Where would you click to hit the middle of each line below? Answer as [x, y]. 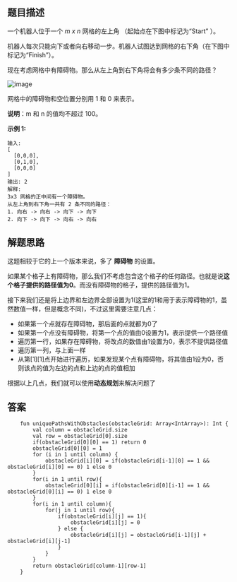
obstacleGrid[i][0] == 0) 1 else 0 [60, 467]
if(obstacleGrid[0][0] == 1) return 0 [90, 443]
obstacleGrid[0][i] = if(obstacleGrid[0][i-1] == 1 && [127, 486]
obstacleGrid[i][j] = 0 [105, 523]
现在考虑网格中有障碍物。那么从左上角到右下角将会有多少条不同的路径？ [112, 70]
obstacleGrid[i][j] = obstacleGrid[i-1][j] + [138, 535]
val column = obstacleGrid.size [80, 430]
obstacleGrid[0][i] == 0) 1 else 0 [60, 492]
